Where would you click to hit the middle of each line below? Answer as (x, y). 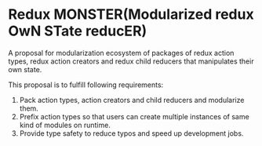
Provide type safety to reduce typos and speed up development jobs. (131, 133)
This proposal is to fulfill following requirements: (86, 85)
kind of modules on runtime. (65, 125)
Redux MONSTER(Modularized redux (131, 15)
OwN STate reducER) (78, 31)
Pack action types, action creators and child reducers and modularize (132, 100)
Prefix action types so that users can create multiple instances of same (134, 116)
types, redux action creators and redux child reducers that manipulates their (131, 61)
